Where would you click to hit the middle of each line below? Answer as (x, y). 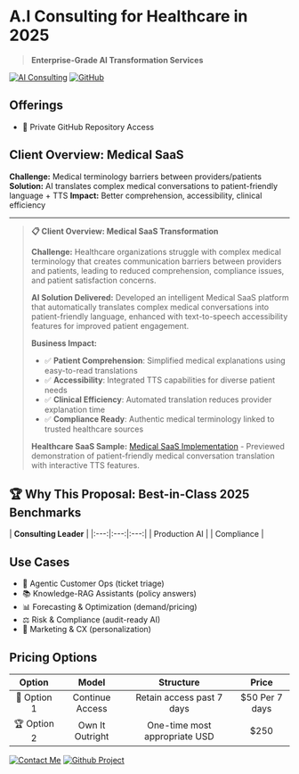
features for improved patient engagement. (110, 325)
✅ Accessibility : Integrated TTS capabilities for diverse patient (160, 380)
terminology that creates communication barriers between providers (156, 261)
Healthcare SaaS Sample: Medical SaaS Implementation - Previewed (158, 446)
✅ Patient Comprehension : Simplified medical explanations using (165, 360)
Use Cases (40, 562)
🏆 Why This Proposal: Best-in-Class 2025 (129, 494)
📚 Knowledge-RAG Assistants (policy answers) (109, 594)
